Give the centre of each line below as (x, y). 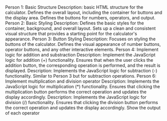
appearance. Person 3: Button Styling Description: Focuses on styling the (81, 39)
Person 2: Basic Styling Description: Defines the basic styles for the (75, 23)
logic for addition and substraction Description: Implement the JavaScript (80, 55)
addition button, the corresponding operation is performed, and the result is (83, 65)
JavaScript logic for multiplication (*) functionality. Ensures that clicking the (83, 86)
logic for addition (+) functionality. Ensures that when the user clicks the (79, 60)
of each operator (22, 113)
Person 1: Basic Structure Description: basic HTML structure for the (74, 7)
